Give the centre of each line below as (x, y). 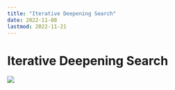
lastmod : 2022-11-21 (37, 26)
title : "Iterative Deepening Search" (62, 13)
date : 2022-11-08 (32, 20)
